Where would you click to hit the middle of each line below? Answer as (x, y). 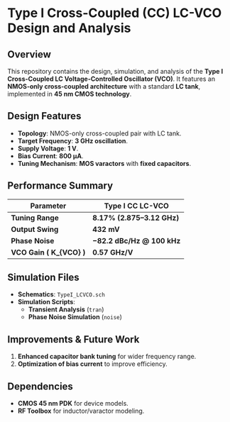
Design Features (44, 116)
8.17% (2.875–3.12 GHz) (136, 218)
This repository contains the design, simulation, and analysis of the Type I (115, 71)
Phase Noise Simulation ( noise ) (75, 317)
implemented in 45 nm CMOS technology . (70, 94)
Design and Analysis (69, 28)
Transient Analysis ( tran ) (66, 309)
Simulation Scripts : (46, 302)
